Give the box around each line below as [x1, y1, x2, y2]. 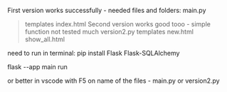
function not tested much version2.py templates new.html [24, 28, 194, 36]
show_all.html [24, 35, 65, 44]
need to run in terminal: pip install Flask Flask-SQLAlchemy [7, 49, 180, 57]
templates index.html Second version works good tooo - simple [24, 20, 211, 28]
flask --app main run [7, 63, 68, 71]
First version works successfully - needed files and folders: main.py [7, 6, 206, 14]
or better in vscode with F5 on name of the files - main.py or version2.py [7, 76, 220, 85]
